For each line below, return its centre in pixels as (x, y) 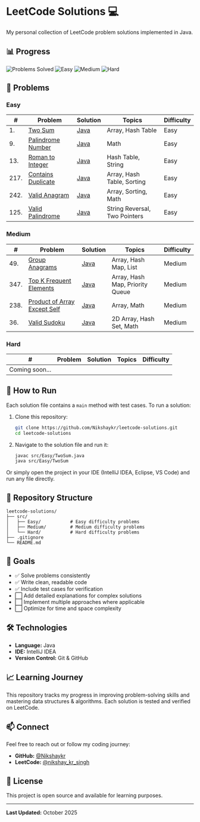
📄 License (25, 781)
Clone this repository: (41, 416)
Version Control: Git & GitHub (51, 658)
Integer (38, 165)
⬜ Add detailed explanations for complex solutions (78, 596)
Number (40, 148)
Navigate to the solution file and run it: (62, 444)
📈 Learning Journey (45, 678)
